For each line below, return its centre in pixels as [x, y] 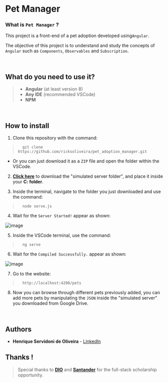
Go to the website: [32, 274]
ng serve [32, 245]
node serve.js [37, 206]
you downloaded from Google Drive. [50, 303]
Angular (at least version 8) [54, 89]
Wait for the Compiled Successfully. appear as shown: [69, 254]
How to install [27, 126]
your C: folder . [28, 182]
